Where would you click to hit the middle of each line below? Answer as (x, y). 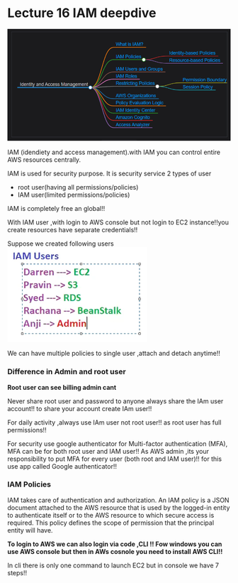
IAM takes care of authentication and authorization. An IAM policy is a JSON (118, 500)
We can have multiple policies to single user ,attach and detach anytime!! (114, 354)
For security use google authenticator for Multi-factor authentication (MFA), (118, 443)
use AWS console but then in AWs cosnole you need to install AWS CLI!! (115, 551)
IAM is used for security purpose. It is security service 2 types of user (109, 174)
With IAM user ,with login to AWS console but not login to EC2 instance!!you (118, 222)
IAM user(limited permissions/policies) (74, 195)
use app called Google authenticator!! (62, 466)
